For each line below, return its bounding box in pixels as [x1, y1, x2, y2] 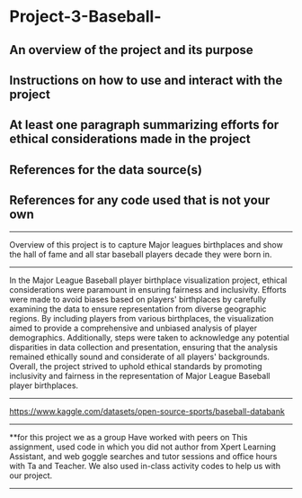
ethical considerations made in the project [9, 131, 251, 147]
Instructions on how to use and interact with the [9, 72, 283, 87]
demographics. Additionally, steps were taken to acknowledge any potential [9, 331, 289, 343]
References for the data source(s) [9, 162, 202, 177]
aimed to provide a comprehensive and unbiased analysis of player [9, 322, 258, 333]
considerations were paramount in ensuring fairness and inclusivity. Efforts [9, 284, 287, 294]
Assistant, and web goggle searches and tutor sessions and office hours [9, 450, 278, 461]
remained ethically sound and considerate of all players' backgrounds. [9, 351, 270, 362]
